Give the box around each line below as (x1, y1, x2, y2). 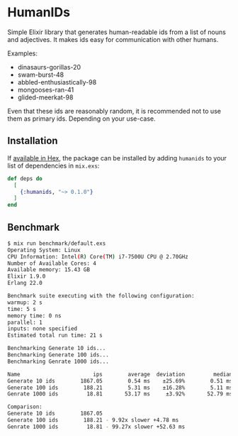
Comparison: (7, 403, 42, 410)
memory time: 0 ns (7, 312, 62, 320)
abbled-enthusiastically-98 (17, 77, 97, 86)
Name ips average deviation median (7, 371, 233, 378)
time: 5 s (7, 305, 37, 312)
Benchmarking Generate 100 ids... (7, 351, 110, 359)
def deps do (7, 175, 42, 182)
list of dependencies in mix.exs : (7, 161, 100, 170)
